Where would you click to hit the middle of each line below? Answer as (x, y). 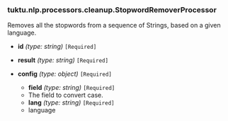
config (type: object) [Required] (64, 74)
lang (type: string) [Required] (71, 103)
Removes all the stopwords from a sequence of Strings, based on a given (114, 25)
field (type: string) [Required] (72, 88)
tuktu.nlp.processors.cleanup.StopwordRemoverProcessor (112, 10)
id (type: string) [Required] (57, 47)
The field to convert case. (66, 95)
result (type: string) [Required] (63, 60)
